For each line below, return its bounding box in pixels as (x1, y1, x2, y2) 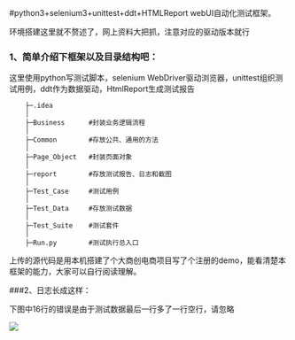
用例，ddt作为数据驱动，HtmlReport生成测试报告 (16, 83, 195, 95)
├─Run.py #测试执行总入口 (25, 238, 139, 248)
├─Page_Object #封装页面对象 (25, 153, 133, 162)
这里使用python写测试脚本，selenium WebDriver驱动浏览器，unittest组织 (9, 73, 276, 83)
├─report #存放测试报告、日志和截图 (25, 170, 173, 179)
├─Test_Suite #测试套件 (25, 221, 120, 230)
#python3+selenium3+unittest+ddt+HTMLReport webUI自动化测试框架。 (9, 8, 276, 18)
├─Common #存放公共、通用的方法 (25, 135, 159, 144)
